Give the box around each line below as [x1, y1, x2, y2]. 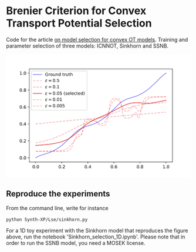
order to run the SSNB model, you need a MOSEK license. [6, 239, 146, 246]
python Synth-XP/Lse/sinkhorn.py [6, 216, 88, 223]
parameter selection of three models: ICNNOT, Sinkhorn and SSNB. [6, 42, 169, 49]
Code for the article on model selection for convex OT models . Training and [6, 36, 188, 43]
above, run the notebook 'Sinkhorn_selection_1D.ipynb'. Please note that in [6, 233, 185, 240]
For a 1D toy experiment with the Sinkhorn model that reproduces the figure [6, 227, 188, 234]
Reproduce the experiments [6, 189, 110, 199]
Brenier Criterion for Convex [6, 4, 147, 18]
